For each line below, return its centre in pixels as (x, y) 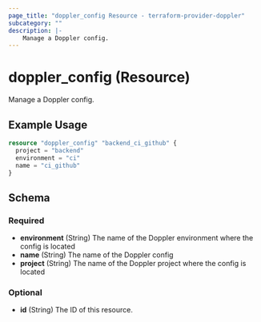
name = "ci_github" (48, 165)
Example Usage (48, 125)
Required (26, 221)
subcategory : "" (35, 23)
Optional (25, 292)
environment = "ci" (48, 158)
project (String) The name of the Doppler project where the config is (133, 264)
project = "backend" (50, 150)
